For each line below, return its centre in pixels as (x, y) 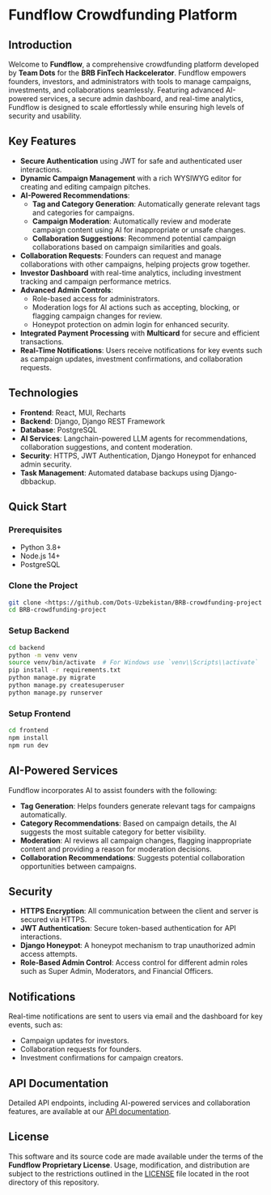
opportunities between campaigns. (78, 866)
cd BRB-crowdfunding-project (57, 610)
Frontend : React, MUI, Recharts (73, 412)
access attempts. (49, 954)
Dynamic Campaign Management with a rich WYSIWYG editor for (131, 178)
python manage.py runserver (56, 693)
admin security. (46, 464)
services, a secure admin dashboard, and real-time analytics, (142, 98)
